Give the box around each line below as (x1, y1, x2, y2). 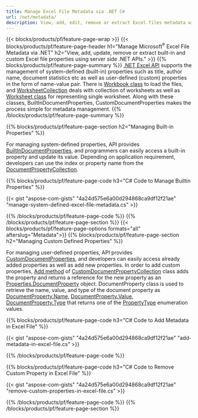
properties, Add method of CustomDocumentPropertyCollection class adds (6, 268, 189, 275)
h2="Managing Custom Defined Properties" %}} (6, 238, 123, 245)
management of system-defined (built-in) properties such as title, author (6, 68, 183, 75)
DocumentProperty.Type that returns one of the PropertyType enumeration (6, 299, 189, 306)
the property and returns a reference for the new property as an (6, 274, 161, 281)
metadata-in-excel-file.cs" (6, 341, 71, 348)
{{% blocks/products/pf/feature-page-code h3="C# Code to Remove (6, 363, 174, 371)
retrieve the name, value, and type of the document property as (6, 287, 161, 294)
